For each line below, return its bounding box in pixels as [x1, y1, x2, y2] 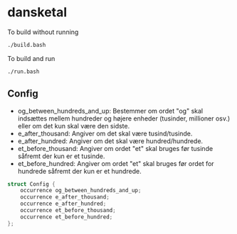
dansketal [7, 4, 68, 21]
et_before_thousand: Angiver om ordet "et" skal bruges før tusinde [17, 144, 214, 152]
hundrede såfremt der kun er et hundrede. [17, 167, 142, 175]
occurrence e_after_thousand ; [20, 194, 110, 201]
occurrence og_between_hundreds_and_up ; [20, 187, 142, 194]
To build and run [7, 54, 56, 62]
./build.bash [7, 41, 46, 48]
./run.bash [7, 68, 40, 75]
